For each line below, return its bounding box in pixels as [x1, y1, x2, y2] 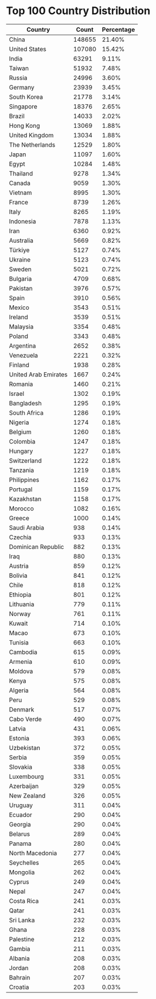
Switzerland [9, 457, 42, 465]
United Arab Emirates [9, 370, 68, 378]
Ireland [9, 313, 28, 321]
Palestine [9, 935, 35, 943]
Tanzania [9, 466, 34, 474]
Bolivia [9, 571, 28, 580]
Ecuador [9, 811, 32, 819]
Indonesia [9, 217, 36, 225]
